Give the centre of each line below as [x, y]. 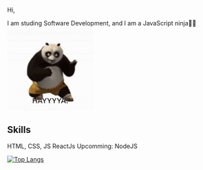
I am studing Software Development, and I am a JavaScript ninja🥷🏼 [102, 23]
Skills [19, 130]
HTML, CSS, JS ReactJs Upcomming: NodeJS [72, 146]
